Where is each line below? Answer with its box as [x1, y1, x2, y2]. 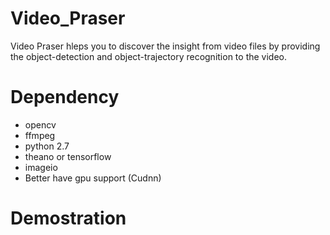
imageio [24, 161, 58, 173]
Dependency [10, 86, 120, 109]
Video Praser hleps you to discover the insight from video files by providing [10, 40, 321, 52]
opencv [24, 118, 57, 131]
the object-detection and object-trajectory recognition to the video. [10, 50, 288, 62]
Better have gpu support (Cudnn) [24, 172, 162, 184]
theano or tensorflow [24, 150, 112, 162]
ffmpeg [24, 129, 56, 141]
